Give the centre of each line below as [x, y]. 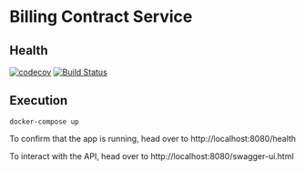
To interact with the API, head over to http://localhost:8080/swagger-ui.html [152, 156]
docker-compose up [44, 121]
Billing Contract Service [101, 17]
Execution [39, 101]
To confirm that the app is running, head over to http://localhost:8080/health [153, 138]
